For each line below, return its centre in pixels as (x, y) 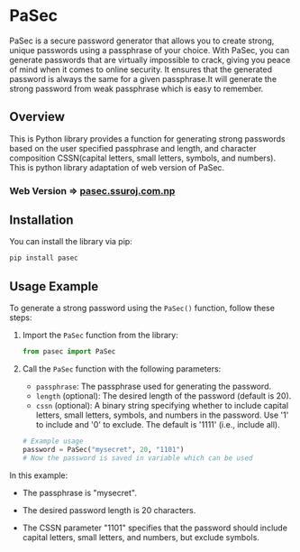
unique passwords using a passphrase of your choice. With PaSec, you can (150, 50)
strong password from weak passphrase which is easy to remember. (136, 88)
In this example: (39, 475)
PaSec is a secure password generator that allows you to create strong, (142, 41)
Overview (37, 117)
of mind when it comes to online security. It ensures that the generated (141, 69)
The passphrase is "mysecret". (79, 492)
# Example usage (53, 442)
